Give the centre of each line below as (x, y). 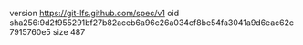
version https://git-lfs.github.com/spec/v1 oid (94, 13)
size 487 (69, 32)
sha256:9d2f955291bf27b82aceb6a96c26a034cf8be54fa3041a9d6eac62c (152, 22)
